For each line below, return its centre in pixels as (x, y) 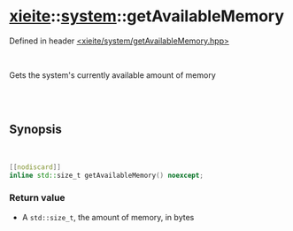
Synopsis (35, 130)
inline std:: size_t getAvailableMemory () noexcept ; (106, 175)
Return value (37, 198)
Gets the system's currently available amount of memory (113, 75)
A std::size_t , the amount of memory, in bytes (108, 217)
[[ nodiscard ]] (35, 167)
